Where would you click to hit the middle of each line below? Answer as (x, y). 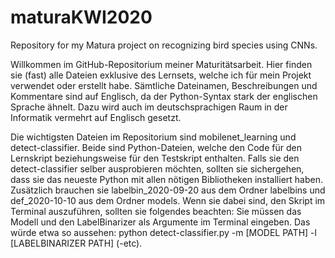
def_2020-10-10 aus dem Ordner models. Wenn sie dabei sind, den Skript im (168, 200)
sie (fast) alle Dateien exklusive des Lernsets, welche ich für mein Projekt (161, 75)
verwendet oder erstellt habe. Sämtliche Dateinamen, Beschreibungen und (164, 85)
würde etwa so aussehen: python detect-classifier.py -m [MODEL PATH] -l (163, 232)
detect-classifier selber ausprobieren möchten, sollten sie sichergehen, (157, 168)
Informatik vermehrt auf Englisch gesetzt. (96, 117)
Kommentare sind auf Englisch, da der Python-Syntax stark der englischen (164, 96)
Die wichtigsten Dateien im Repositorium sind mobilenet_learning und (153, 137)
